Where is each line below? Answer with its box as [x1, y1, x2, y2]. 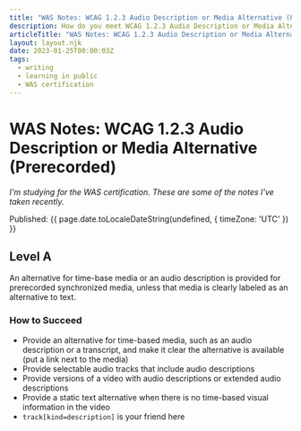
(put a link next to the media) [21, 354, 129, 365]
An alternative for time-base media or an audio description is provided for [9, 273, 281, 284]
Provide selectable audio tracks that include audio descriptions [21, 363, 255, 374]
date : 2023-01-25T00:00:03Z [9, 47, 115, 56]
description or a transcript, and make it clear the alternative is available [21, 344, 285, 355]
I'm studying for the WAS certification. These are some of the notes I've [9, 186, 275, 198]
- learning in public [17, 72, 99, 81]
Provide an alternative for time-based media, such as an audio [21, 334, 253, 346]
